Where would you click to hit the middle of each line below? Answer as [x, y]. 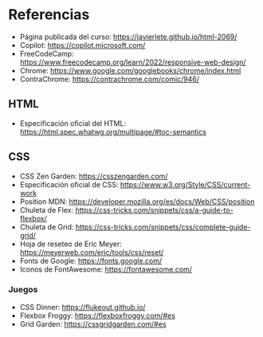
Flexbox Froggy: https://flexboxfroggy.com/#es [97, 315]
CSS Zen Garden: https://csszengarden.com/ [94, 176]
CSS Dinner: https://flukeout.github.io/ [82, 307]
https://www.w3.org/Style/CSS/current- [185, 184]
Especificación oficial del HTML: [73, 123]
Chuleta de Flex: [47, 210]
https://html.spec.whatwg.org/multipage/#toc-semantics [113, 131]
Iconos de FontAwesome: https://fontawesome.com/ [106, 269]
